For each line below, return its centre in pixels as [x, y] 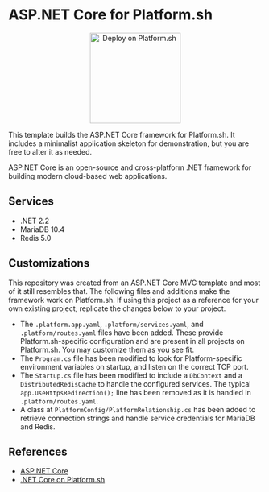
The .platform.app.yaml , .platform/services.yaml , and [112, 324]
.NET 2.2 [35, 221]
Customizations [49, 263]
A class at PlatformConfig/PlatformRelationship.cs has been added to [138, 409]
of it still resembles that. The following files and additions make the [119, 291]
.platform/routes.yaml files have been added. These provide [122, 333]
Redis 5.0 [35, 238]
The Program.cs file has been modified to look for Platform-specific [131, 358]
